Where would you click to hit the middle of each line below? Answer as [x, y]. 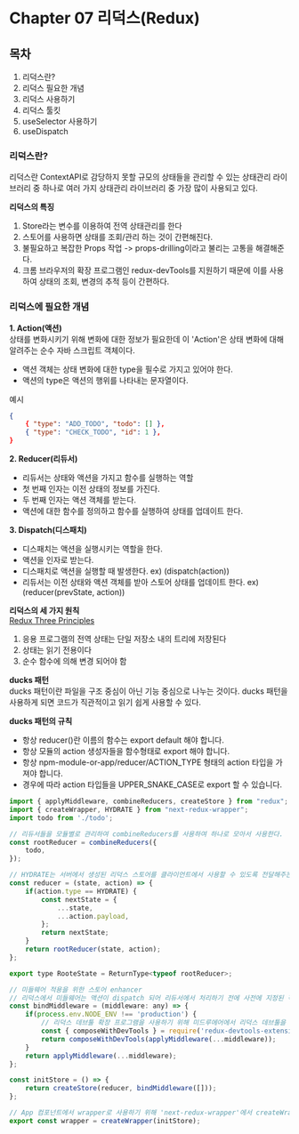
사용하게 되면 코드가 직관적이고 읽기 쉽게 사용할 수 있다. [105, 703]
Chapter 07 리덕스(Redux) [105, 18]
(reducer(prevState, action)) [73, 592]
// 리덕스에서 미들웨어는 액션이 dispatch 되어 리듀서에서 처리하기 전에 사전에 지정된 [147, 998]
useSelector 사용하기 [60, 121]
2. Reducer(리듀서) [44, 459]
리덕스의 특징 [32, 207]
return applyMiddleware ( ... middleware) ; [101, 1056]
